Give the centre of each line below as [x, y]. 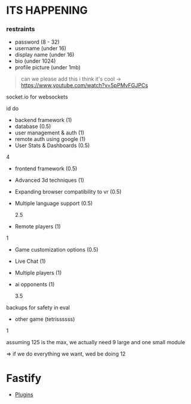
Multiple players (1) [38, 273]
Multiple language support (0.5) [54, 203]
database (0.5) [33, 127]
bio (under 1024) [35, 61]
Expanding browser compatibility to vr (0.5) [68, 192]
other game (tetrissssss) [45, 319]
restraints [21, 29]
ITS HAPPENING [47, 10]
